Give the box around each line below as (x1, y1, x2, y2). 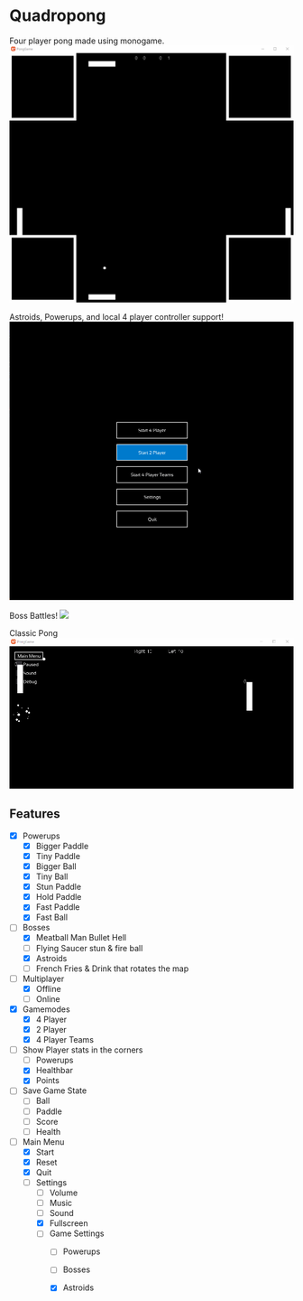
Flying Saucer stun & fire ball (35, 942, 143, 953)
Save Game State (22, 1085, 87, 1096)
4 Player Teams (35, 1034, 95, 1045)
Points (35, 1075, 60, 1086)
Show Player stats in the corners (22, 1044, 143, 1055)
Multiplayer (22, 973, 65, 984)
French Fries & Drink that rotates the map (35, 963, 189, 974)
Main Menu (22, 1136, 65, 1147)
